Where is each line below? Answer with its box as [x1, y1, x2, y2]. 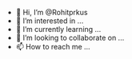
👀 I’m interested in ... [15, 16, 84, 26]
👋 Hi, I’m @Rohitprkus [15, 8, 88, 17]
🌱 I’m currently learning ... [15, 25, 102, 33]
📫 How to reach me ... [15, 42, 90, 51]
